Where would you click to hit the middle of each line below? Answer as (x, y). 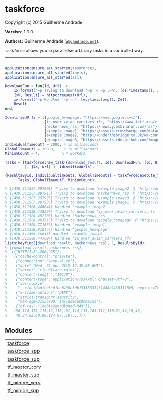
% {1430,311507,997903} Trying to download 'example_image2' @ (70, 189)
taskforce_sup (24, 359)
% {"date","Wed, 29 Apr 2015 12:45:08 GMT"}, (55, 266)
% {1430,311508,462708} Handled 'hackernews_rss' (56, 216)
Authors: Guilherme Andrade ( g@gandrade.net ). (52, 41)
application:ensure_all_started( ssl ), (44, 77)
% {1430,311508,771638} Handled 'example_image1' (56, 225)
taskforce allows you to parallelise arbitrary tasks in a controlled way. (74, 50)
